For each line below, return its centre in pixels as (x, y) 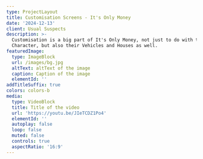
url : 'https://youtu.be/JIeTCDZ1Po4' (59, 113)
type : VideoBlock (34, 102)
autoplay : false (32, 125)
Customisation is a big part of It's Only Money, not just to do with (102, 40)
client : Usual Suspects (36, 29)
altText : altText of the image (51, 68)
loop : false (27, 130)
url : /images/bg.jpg (37, 62)
